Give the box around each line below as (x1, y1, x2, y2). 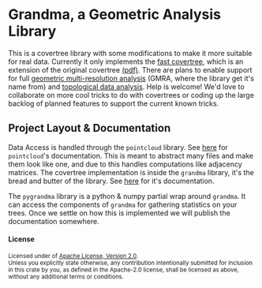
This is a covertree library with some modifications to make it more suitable (8, 48, 253, 58)
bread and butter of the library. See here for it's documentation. (8, 176, 215, 185)
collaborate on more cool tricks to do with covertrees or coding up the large (8, 90, 255, 99)
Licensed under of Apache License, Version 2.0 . (8, 252, 139, 260)
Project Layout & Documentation (8, 122, 171, 135)
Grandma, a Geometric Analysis (8, 6, 222, 24)
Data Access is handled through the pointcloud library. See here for (8, 142, 229, 151)
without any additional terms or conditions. (8, 272, 124, 281)
